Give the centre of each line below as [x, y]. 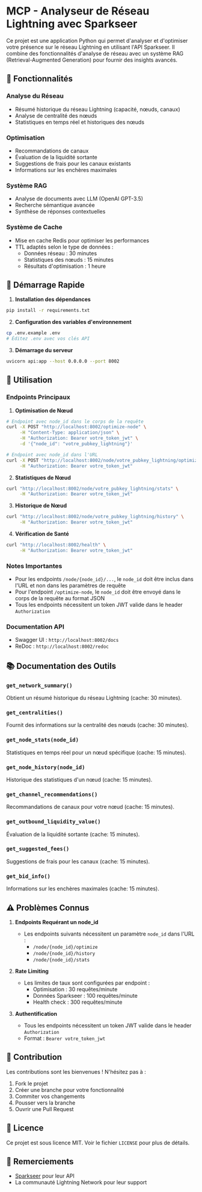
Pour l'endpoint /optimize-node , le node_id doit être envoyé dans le [98, 592]
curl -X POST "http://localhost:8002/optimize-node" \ [76, 427]
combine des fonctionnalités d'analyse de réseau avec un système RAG [95, 53]
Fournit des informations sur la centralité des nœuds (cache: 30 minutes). [97, 725]
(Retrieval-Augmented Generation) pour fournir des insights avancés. [92, 60]
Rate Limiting [32, 971]
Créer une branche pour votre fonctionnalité [69, 1089]
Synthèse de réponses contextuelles [60, 212]
